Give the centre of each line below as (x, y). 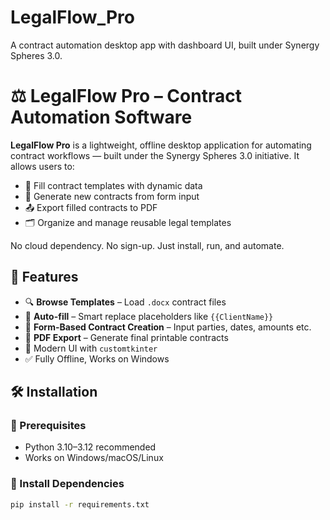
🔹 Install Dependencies (67, 484)
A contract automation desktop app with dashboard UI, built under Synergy (165, 45)
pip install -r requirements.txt (80, 504)
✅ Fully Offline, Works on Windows (97, 358)
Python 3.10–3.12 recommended (90, 447)
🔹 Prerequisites (48, 425)
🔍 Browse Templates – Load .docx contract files (125, 302)
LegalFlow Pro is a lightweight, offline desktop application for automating (161, 145)
